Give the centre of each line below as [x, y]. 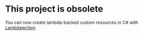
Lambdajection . [21, 27]
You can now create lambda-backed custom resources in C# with [72, 22]
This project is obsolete [54, 9]
